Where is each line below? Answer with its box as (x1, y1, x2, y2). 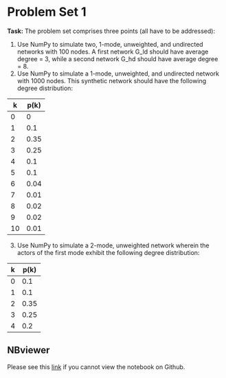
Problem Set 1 (7, 4, 87, 20)
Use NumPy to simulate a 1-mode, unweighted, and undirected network (16, 69, 220, 78)
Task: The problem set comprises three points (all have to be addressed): (7, 27, 215, 35)
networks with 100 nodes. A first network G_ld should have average (16, 47, 209, 56)
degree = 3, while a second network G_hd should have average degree (16, 54, 218, 63)
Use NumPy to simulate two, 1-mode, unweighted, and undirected (16, 40, 204, 48)
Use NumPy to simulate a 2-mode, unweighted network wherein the (16, 241, 210, 249)
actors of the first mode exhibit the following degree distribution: (16, 248, 200, 256)
